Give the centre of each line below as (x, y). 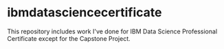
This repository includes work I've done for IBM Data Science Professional (112, 31)
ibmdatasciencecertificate (85, 13)
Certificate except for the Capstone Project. (69, 38)
